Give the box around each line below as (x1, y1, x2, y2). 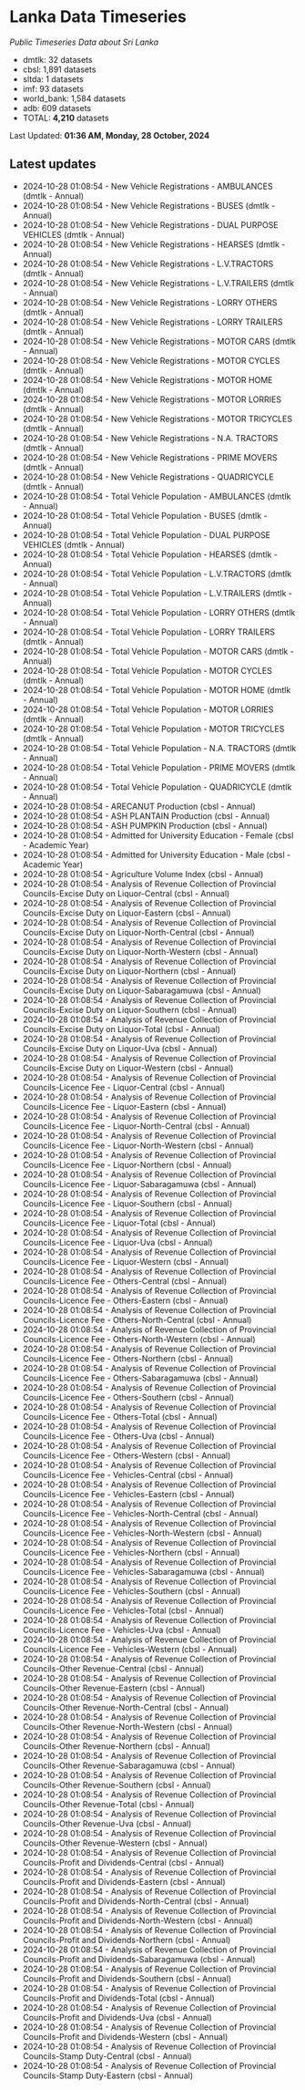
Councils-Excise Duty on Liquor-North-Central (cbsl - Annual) (22, 926, 255, 937)
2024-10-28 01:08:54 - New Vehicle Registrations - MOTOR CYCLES (22, 355, 280, 366)
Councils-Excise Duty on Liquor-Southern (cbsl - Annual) (22, 1004, 238, 1015)
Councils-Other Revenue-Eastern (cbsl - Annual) (22, 1682, 206, 1693)
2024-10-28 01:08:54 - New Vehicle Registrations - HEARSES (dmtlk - (22, 239, 286, 250)
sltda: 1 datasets (22, 73, 84, 84)
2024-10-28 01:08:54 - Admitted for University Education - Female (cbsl (22, 830, 294, 841)
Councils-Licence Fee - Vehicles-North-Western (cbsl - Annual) (22, 1527, 262, 1538)
